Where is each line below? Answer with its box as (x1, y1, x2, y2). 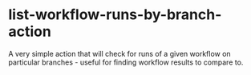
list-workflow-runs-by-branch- (8, 6, 222, 24)
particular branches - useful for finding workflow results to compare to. (8, 57, 244, 67)
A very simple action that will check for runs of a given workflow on (8, 49, 231, 58)
